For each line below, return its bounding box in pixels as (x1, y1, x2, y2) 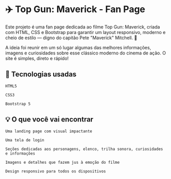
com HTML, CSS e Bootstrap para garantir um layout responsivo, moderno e (5, 29, 166, 35)
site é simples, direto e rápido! (5, 55, 69, 61)
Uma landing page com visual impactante (5, 129, 93, 134)
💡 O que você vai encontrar (5, 115, 93, 124)
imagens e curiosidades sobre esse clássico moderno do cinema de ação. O (5, 50, 166, 56)
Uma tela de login (5, 137, 44, 142)
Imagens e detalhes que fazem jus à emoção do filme (5, 160, 120, 165)
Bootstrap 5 (5, 101, 31, 106)
